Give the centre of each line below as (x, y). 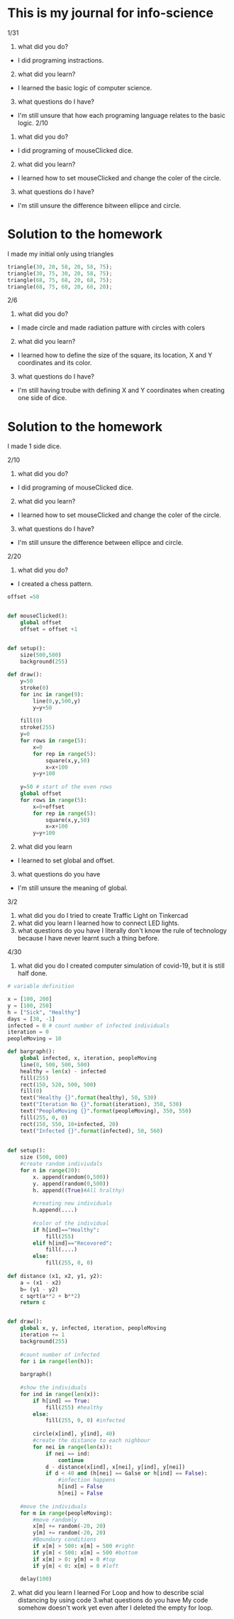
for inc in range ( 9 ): (52, 694)
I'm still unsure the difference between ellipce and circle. (100, 543)
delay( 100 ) (36, 1579)
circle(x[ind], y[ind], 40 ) (74, 1434)
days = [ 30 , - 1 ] (31, 1019)
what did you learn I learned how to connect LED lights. (98, 923)
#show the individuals (54, 1388)
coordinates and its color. (55, 363)
